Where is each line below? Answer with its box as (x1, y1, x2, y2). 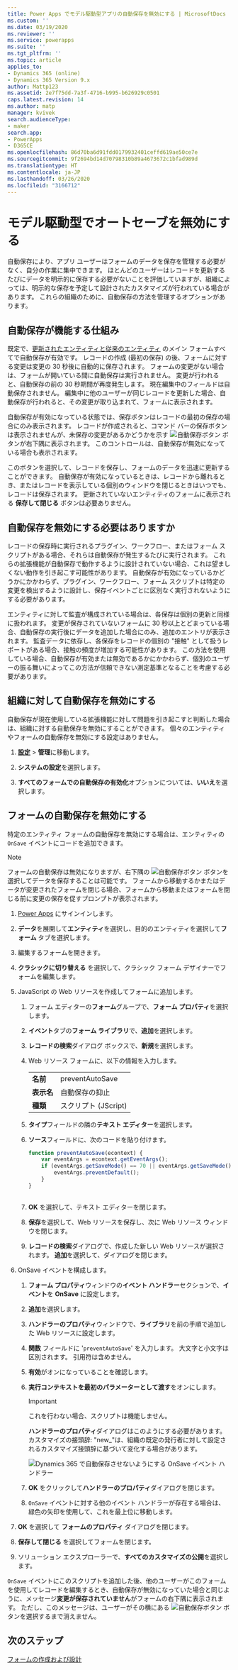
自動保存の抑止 (59, 1087, 110, 1097)
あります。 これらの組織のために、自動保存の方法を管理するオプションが (7, 292, 220, 302)
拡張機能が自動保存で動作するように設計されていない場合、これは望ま (19, 559, 225, 568)
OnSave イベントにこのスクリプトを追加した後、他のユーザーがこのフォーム (7, 1576, 227, 1585)
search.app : (7, 129, 42, 136)
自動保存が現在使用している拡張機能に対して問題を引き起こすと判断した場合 (7, 714, 230, 724)
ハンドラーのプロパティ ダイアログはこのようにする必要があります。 (28, 1427, 227, 1435)
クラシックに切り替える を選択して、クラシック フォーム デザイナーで (17, 963, 220, 972)
